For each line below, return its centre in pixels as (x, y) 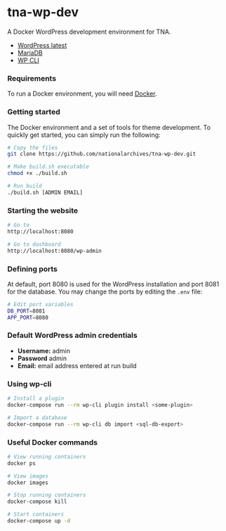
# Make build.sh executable (48, 167)
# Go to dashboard (34, 244)
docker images (28, 483)
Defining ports (33, 269)
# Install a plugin (36, 399)
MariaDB (30, 53)
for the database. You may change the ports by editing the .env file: (105, 291)
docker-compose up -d (39, 521)
